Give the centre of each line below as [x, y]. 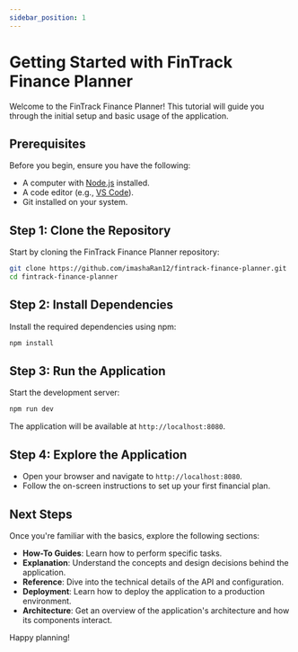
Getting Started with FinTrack [121, 62]
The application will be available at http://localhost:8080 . [118, 426]
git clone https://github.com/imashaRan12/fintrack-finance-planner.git [148, 269]
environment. [47, 601]
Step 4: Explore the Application [98, 455]
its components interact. [67, 620]
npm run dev [31, 409]
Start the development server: [65, 393]
